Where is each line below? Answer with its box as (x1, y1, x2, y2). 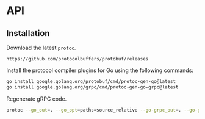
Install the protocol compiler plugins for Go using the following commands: (6, 67, 194, 74)
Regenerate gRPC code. (6, 95, 67, 103)
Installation (6, 28, 50, 38)
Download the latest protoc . (6, 44, 76, 51)
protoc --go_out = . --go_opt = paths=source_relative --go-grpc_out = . (6, 107, 182, 113)
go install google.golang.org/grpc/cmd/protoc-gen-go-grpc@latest (6, 84, 179, 90)
